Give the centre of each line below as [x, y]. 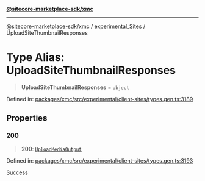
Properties [27, 118]
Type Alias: [36, 58]
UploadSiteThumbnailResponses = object [75, 87]
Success [17, 172]
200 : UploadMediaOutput [52, 149]
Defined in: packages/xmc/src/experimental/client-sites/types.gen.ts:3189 [100, 99]
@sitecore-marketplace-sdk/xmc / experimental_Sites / [76, 26]
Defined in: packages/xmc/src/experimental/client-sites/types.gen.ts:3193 [100, 160]
